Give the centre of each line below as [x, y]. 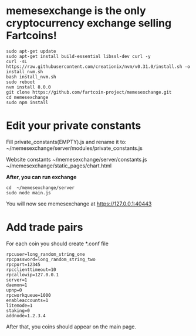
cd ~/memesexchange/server [40, 188]
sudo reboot [21, 82]
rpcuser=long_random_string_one [45, 254]
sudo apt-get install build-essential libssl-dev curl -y [78, 56]
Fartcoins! [31, 36]
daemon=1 [17, 285]
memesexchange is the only [76, 11]
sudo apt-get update [31, 51]
